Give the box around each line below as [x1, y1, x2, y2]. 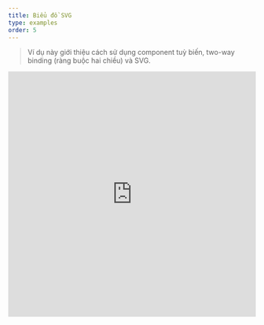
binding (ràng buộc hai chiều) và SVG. [27, 56, 151, 65]
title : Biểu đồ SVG [8, 11, 72, 20]
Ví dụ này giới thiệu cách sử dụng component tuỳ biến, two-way [27, 48, 236, 57]
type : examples [8, 19, 58, 27]
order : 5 [8, 26, 37, 34]
